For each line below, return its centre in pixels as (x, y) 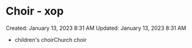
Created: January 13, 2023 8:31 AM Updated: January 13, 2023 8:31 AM (96, 28)
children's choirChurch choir (50, 39)
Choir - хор (35, 11)
